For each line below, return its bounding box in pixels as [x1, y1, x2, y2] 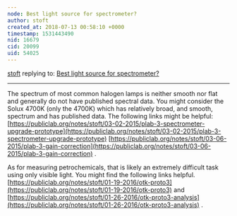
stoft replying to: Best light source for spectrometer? [7, 68, 160, 78]
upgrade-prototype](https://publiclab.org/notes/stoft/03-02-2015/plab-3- [7, 126, 221, 135]
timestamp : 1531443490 [7, 30, 74, 37]
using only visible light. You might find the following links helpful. [7, 170, 195, 179]
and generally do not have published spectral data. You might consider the [7, 97, 224, 105]
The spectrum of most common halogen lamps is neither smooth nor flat [7, 89, 218, 97]
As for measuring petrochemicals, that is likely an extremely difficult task [7, 163, 219, 172]
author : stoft [7, 17, 49, 24]
